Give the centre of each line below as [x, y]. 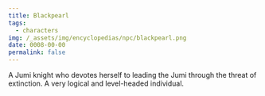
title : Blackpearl [39, 15]
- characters [37, 30]
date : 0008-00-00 [37, 45]
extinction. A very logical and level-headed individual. [96, 83]
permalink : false [37, 52]
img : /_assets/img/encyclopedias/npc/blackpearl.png [97, 38]
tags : [17, 23]
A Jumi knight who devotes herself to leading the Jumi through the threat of [132, 75]
